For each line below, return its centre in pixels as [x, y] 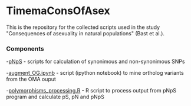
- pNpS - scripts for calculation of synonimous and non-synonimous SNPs [95, 62]
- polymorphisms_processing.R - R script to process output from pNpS [91, 91]
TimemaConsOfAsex [58, 11]
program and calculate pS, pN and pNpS [55, 97]
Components [25, 48]
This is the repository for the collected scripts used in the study [83, 27]
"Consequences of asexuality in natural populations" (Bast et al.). [85, 33]
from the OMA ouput [31, 79]
